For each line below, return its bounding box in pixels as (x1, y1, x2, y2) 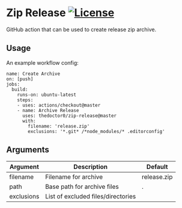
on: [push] (6, 76, 34, 82)
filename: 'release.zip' (28, 123, 90, 129)
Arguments (6, 144, 50, 155)
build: (11, 86, 28, 92)
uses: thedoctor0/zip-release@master (22, 113, 117, 119)
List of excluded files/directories (44, 192, 136, 200)
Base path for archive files (44, 182, 119, 191)
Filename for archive (44, 173, 103, 181)
